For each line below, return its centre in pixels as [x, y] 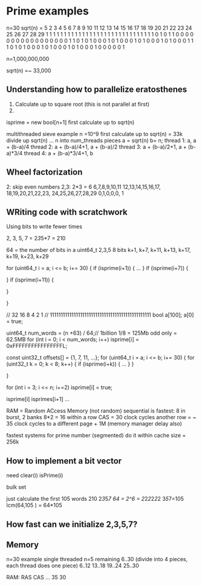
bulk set [16, 487]
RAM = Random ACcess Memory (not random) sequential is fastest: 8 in [96, 411]
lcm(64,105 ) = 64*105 [34, 505]
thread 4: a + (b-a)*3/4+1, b [59, 153]
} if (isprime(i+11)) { [30, 280]
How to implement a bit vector [64, 461]
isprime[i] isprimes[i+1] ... [38, 399]
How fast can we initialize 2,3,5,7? [72, 524]
